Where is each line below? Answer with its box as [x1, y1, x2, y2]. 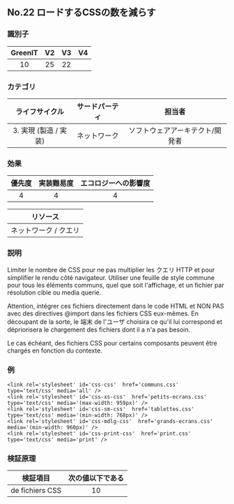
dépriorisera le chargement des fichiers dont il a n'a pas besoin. [7, 325, 191, 334]
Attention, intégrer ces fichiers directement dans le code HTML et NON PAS [7, 302, 224, 310]
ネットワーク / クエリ [10, 225, 80, 235]
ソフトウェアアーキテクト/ [128, 125, 214, 135]
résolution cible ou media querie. [7, 288, 102, 297]
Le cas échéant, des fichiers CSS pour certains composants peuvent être [7, 339, 217, 347]
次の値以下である [68, 473, 124, 483]
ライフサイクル [15, 107, 65, 117]
